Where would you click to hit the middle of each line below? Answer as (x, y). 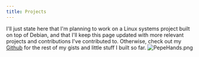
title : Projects (26, 12)
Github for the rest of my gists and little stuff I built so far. (76, 47)
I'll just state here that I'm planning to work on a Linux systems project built (98, 28)
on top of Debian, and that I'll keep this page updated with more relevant (95, 35)
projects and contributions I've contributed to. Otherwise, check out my (94, 41)
